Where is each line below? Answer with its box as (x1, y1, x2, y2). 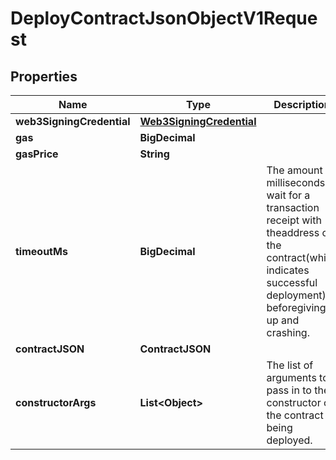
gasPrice (15, 147, 59, 161)
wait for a (266, 188, 311, 202)
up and (266, 313, 300, 327)
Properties (10, 68, 78, 85)
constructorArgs (15, 396, 97, 409)
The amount (266, 163, 323, 177)
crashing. (266, 326, 310, 339)
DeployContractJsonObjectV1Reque (10, 7, 318, 30)
